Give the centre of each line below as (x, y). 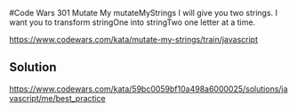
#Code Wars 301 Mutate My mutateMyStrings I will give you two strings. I (144, 13)
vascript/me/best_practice (57, 98)
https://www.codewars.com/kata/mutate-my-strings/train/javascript (134, 40)
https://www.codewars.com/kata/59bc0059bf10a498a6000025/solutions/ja (148, 89)
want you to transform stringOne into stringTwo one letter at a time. (132, 22)
